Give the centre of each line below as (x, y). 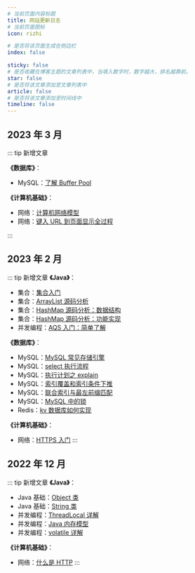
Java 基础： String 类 (47, 506)
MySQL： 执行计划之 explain (58, 375)
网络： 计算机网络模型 (48, 212)
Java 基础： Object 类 (48, 497)
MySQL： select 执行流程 (53, 366)
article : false (29, 91)
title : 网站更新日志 (34, 20)
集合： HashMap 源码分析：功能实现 (69, 318)
